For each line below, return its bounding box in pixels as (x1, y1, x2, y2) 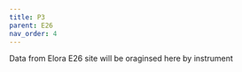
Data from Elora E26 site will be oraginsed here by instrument (9, 54, 233, 64)
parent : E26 (9, 21, 53, 30)
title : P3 (9, 12, 46, 22)
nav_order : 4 (9, 29, 58, 38)
